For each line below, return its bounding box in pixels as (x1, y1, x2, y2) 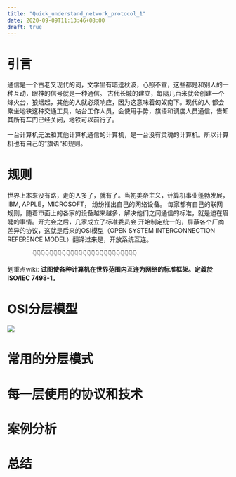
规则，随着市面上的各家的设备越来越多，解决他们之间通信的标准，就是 (7, 209, 211, 217)
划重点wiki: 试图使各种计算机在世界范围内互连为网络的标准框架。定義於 (7, 265, 213, 274)
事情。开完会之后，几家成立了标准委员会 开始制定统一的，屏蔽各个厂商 (19, 217, 225, 226)
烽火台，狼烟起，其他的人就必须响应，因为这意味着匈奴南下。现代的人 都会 (7, 98, 225, 106)
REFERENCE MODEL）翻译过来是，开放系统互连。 (7, 235, 153, 243)
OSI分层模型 (7, 301, 78, 317)
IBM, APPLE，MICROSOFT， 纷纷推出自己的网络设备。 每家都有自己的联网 (7, 200, 223, 208)
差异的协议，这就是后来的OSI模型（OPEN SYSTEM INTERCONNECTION (7, 227, 216, 235)
